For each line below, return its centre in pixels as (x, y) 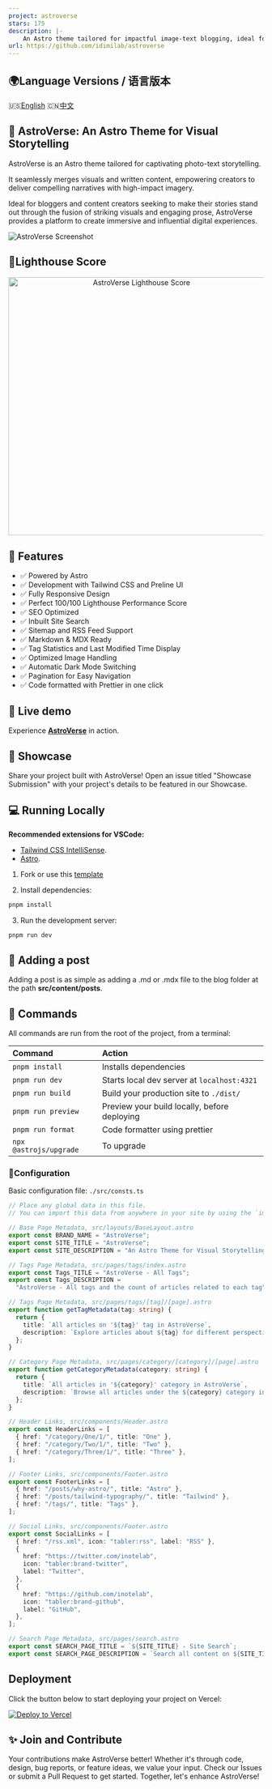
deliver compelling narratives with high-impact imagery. (102, 188)
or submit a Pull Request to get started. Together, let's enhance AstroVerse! (134, 1776)
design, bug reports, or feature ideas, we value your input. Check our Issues (135, 1768)
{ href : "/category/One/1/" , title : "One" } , (94, 1437)
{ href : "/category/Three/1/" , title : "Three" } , (101, 1452)
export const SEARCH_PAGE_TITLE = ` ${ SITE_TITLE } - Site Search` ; (123, 1646)
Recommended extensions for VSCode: (76, 834)
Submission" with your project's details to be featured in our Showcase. (128, 784)
